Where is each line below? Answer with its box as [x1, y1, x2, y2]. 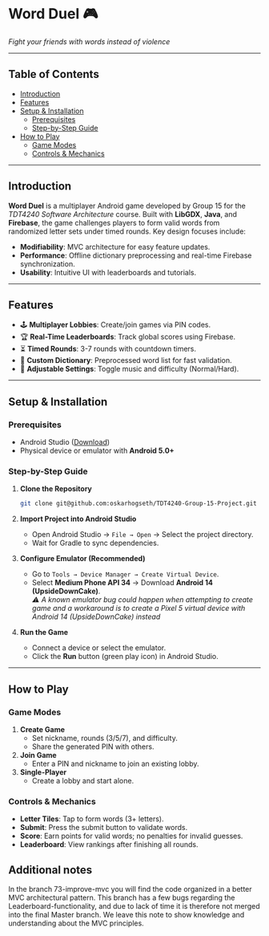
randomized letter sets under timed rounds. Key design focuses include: [8, 226, 247, 236]
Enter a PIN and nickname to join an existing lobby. [31, 759, 199, 768]
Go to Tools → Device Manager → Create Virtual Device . [31, 569, 219, 579]
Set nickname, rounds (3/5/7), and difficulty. [31, 733, 178, 743]
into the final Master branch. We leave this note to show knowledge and [8, 910, 245, 920]
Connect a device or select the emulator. [31, 643, 167, 653]
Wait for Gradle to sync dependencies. [31, 538, 159, 548]
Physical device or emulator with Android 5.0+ [19, 446, 175, 456]
